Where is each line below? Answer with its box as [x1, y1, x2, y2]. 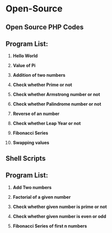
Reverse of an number [12, 111, 60, 117]
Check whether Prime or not [12, 82, 72, 88]
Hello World [12, 53, 38, 59]
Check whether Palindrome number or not [12, 101, 102, 107]
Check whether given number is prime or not [12, 204, 107, 210]
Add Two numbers [12, 184, 52, 190]
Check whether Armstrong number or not [12, 92, 101, 98]
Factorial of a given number [12, 194, 71, 200]
